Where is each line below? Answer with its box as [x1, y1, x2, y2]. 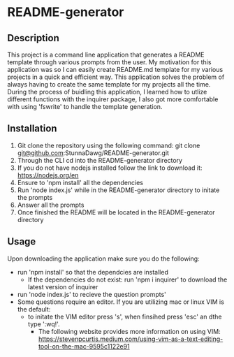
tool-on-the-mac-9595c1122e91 [38, 342, 131, 350]
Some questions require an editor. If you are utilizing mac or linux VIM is [17, 298, 225, 306]
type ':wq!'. [27, 319, 61, 328]
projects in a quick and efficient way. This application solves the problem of [7, 73, 225, 81]
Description [7, 32, 59, 44]
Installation [7, 123, 57, 135]
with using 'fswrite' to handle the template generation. [7, 103, 163, 110]
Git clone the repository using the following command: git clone [17, 141, 200, 150]
